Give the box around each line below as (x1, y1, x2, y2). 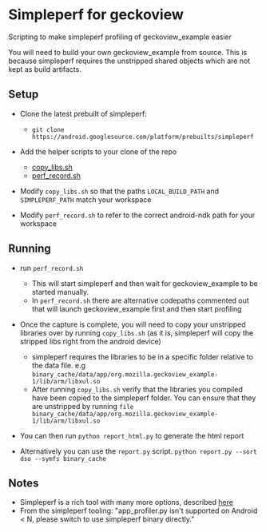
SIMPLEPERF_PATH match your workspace (19, 194, 152, 204)
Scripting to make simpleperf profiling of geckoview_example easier (8, 32, 232, 42)
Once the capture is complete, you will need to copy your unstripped (19, 320, 246, 329)
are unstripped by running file (31, 401, 134, 411)
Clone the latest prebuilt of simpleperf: (19, 109, 148, 118)
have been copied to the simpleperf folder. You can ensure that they (31, 393, 256, 403)
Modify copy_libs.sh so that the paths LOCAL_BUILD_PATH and (19, 186, 220, 196)
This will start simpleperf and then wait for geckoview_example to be (31, 278, 258, 288)
